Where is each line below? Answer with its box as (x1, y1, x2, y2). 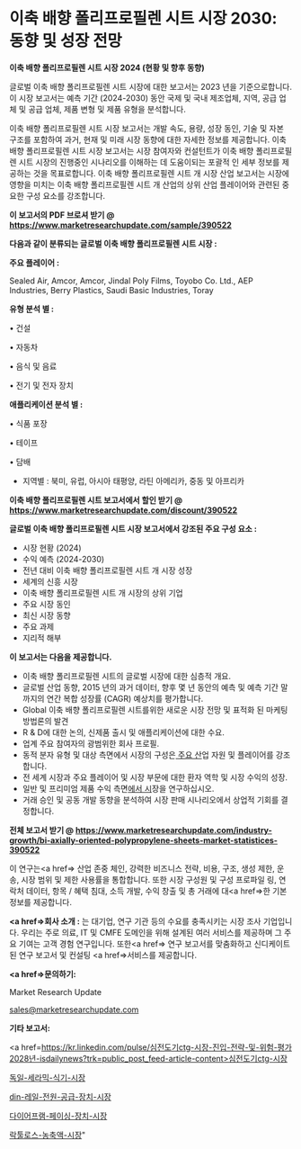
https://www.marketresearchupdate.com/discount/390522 (9, 505, 238, 516)
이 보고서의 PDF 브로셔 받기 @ (9, 209, 115, 220)
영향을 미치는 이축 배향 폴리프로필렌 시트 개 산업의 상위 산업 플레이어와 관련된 (9, 179, 280, 190)
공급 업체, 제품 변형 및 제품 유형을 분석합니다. (28, 103, 186, 114)
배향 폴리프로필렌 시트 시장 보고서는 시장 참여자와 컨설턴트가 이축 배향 (9, 145, 254, 156)
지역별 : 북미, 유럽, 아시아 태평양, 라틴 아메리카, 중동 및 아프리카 (22, 475, 245, 486)
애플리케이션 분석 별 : (9, 399, 84, 409)
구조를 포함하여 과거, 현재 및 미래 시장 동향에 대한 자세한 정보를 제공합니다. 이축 (9, 134, 288, 145)
